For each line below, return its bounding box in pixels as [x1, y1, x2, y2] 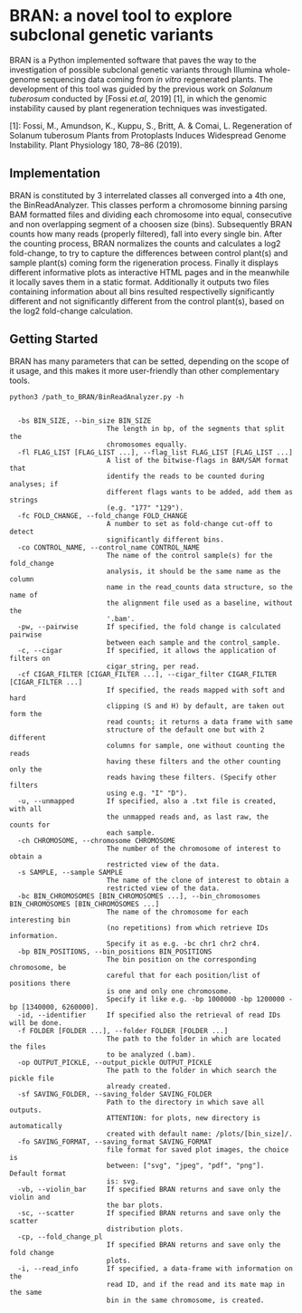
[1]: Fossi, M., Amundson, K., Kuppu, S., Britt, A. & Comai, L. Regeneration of [9, 120, 292, 131]
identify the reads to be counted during [106, 472, 265, 481]
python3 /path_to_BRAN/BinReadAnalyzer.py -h [9, 392, 184, 401]
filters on [9, 654, 51, 663]
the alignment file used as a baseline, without [106, 599, 294, 608]
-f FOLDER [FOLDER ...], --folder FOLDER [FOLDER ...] [17, 1026, 229, 1035]
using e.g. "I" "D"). [106, 789, 188, 798]
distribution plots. [106, 1224, 184, 1233]
